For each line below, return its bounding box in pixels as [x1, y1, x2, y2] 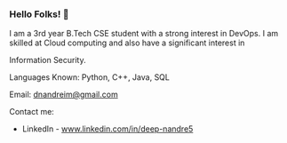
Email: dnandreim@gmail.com [9, 89, 118, 100]
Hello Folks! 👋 [9, 8, 69, 20]
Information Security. [9, 55, 86, 66]
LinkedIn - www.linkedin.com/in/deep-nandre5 [21, 123, 194, 134]
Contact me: [9, 107, 55, 117]
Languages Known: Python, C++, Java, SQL [9, 72, 171, 83]
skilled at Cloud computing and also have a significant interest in [9, 37, 245, 48]
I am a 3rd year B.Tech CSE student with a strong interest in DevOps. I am [9, 28, 279, 39]
